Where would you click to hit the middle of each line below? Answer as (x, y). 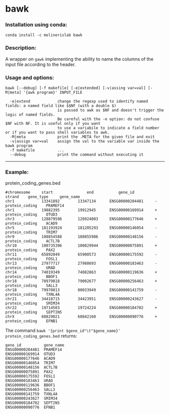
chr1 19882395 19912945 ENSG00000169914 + (81, 210)
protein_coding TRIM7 (31, 232)
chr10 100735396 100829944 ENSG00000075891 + (81, 246)
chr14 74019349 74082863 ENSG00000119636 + (81, 272)
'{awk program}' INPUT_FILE (53, 93)
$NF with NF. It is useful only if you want (53, 124)
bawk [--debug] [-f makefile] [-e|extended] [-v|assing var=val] (75, 88)
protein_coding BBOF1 (31, 277)
